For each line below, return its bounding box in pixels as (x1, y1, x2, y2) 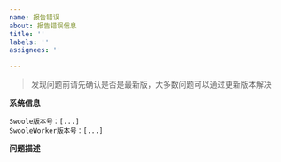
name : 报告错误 (9, 12, 60, 22)
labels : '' (9, 37, 50, 47)
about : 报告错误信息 (9, 21, 77, 30)
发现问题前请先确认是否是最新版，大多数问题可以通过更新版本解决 (30, 79, 272, 89)
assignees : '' (9, 46, 62, 55)
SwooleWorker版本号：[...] (9, 127, 104, 135)
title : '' (9, 29, 46, 38)
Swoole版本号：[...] (9, 117, 80, 127)
